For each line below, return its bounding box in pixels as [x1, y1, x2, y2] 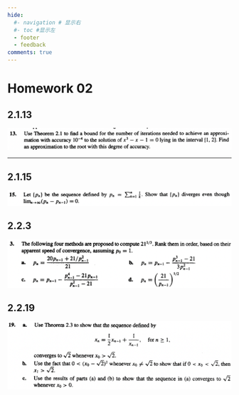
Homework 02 [7, 80, 93, 97]
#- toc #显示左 [14, 26, 55, 33]
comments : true [7, 49, 53, 56]
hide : [7, 11, 23, 18]
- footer [14, 34, 40, 41]
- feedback [14, 41, 46, 49]
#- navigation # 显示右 [14, 18, 81, 26]
